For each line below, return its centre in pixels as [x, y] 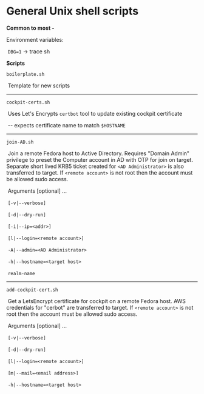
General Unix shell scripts [72, 11]
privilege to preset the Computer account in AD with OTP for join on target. [100, 159]
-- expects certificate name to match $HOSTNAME [66, 125]
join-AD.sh [20, 142]
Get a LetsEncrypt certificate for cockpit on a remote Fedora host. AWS [97, 301]
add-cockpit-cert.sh [32, 290]
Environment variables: [35, 39]
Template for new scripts [39, 85]
